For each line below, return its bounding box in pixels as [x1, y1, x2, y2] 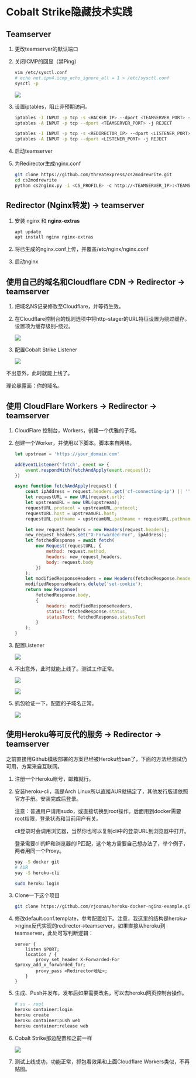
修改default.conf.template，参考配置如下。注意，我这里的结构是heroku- [14, 915, 188, 922]
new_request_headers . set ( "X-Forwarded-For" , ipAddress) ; [25, 532, 167, 538]
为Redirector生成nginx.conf [14, 160, 81, 167]
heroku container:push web [14, 1017, 81, 1023]
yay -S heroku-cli [14, 870, 60, 876]
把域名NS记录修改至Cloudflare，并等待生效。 [14, 303, 124, 310]
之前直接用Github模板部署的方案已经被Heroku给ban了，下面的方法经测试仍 [6, 755, 187, 763]
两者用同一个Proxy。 [14, 847, 65, 854]
